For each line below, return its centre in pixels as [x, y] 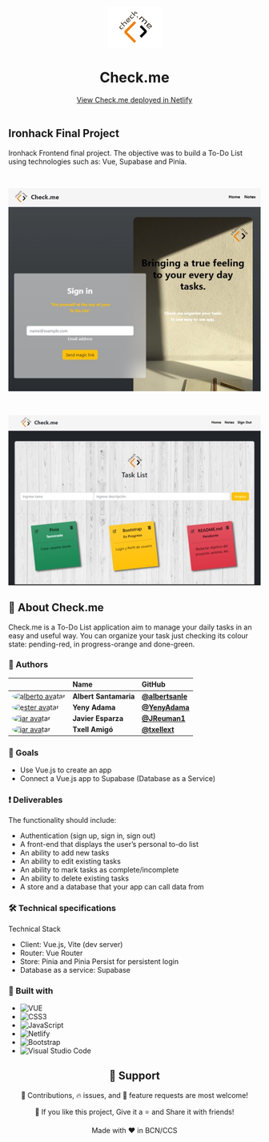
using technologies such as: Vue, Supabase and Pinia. [98, 161]
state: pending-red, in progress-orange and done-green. [102, 644]
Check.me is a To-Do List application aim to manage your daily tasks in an [130, 627]
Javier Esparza [98, 719]
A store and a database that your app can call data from [112, 887]
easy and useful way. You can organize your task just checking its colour [128, 635]
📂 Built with [31, 990]
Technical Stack [35, 929]
